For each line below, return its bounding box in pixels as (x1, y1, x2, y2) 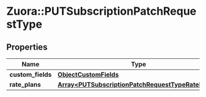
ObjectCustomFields (57, 71, 119, 79)
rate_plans (9, 80, 41, 88)
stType (6, 17, 43, 31)
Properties (6, 42, 48, 52)
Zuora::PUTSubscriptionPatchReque (6, 4, 197, 18)
